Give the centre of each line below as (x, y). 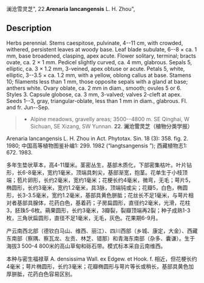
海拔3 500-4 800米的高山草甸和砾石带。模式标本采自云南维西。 (86, 246)
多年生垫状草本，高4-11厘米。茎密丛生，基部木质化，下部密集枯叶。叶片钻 (99, 165)
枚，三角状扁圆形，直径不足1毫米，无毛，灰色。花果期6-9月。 (84, 218)
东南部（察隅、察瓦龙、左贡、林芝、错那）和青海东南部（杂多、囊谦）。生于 (101, 238)
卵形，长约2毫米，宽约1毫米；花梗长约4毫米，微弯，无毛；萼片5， (110, 180)
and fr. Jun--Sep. (28, 107)
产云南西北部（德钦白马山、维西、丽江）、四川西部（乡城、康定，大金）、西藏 (102, 231)
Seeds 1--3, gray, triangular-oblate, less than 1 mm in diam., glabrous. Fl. (97, 101)
